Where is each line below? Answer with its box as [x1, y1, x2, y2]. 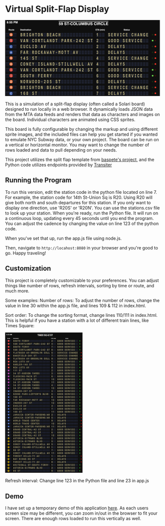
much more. [5, 288, 29, 294]
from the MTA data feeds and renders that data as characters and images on [5, 112, 160, 118]
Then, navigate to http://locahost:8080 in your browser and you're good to [5, 245, 158, 250]
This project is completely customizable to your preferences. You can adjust [5, 277, 159, 283]
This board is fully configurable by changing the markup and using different [5, 126, 158, 132]
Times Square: [5, 322, 35, 328]
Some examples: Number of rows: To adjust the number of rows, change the [5, 297, 160, 303]
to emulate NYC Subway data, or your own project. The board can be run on [5, 137, 159, 143]
